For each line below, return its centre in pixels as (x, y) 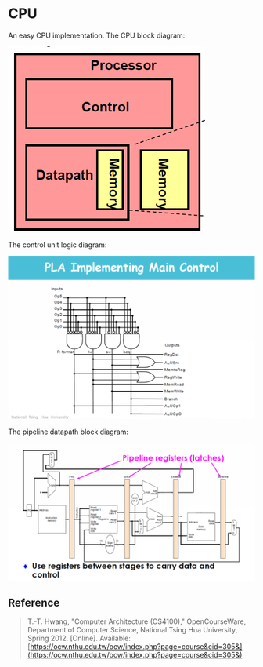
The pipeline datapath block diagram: (68, 432)
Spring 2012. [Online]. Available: (79, 638)
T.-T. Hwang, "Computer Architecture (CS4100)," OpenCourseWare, (137, 621)
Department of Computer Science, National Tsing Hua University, (132, 630)
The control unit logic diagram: (58, 245)
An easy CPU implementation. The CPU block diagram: (97, 35)
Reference (34, 603)
